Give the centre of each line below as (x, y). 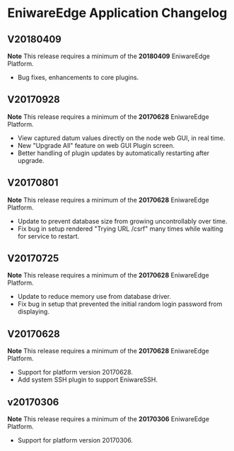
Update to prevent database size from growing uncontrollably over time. (122, 221)
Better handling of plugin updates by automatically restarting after (113, 153)
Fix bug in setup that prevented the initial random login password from (120, 304)
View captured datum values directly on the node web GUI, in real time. (121, 138)
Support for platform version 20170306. (75, 440)
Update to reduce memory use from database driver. (94, 297)
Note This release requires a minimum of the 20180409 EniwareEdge (109, 56)
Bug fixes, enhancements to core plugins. (78, 77)
